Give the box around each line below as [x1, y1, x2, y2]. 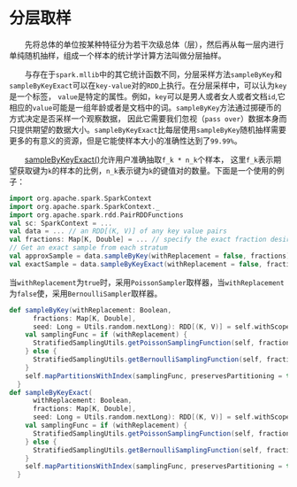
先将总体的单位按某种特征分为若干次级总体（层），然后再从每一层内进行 [25, 39, 285, 50]
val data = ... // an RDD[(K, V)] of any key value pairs [9, 227, 227, 236]
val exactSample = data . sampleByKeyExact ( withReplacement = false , [9, 259, 263, 268]
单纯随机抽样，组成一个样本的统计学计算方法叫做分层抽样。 [9, 50, 226, 60]
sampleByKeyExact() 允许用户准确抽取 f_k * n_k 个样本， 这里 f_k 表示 [25, 154, 274, 165]
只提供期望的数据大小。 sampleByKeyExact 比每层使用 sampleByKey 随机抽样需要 [9, 124, 287, 135]
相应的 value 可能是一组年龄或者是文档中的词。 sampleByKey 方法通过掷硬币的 [9, 102, 282, 112]
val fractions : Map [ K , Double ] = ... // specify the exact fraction [9, 236, 267, 244]
